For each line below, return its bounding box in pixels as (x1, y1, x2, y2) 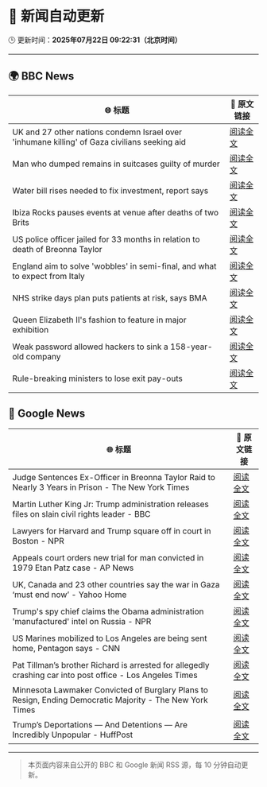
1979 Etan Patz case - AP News (12, 562, 134, 573)
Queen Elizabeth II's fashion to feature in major (12, 314, 187, 325)
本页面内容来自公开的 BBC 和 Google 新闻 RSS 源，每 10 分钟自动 (27, 760, 242, 770)
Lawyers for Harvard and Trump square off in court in (12, 525, 211, 537)
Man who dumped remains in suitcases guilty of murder (12, 158, 220, 169)
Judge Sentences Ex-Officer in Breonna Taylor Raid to (12, 471, 216, 483)
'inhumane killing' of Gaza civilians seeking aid (12, 136, 187, 147)
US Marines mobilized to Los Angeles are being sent (12, 633, 207, 644)
